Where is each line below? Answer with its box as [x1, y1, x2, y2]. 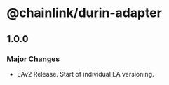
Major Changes [6, 54, 60, 64]
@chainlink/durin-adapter [6, 5, 162, 21]
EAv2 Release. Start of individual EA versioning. [16, 70, 155, 78]
